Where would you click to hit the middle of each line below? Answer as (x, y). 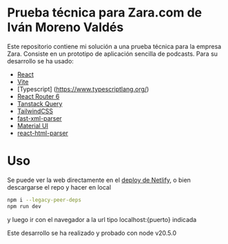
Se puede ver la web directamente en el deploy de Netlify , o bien (99, 180)
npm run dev (24, 206)
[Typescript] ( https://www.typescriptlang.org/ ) (83, 89)
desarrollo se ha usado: (41, 61)
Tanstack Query (40, 103)
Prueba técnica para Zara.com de (104, 13)
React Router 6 (38, 96)
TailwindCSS (35, 111)
